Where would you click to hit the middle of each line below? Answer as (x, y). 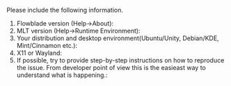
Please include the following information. (65, 10)
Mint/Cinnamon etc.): (47, 45)
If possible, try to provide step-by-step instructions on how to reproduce (120, 60)
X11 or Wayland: (39, 53)
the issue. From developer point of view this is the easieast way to (111, 68)
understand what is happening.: (62, 75)
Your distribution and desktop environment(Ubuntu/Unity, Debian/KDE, (118, 38)
